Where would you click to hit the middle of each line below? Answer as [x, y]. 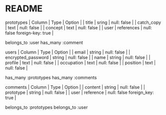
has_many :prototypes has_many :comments [51, 77]
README [24, 9]
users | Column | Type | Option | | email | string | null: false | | [68, 52]
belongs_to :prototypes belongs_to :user [47, 107]
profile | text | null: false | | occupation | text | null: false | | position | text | [81, 62]
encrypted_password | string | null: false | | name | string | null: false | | [78, 57]
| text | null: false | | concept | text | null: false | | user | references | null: [79, 27]
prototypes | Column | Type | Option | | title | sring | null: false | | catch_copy [83, 22]
